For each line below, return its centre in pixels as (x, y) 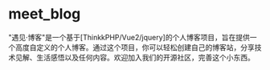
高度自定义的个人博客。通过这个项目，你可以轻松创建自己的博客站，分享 (135, 47)
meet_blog (45, 14)
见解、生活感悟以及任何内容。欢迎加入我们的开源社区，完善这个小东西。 (135, 57)
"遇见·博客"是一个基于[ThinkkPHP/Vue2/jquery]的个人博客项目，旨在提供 (129, 37)
